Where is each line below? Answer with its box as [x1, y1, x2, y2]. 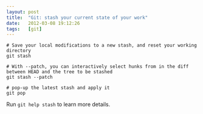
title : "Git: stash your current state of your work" [6, 15, 148, 21]
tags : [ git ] [6, 25, 43, 32]
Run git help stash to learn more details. [6, 101, 111, 108]
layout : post [6, 8, 40, 15]
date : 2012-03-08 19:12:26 [6, 20, 80, 26]
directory [6, 48, 32, 54]
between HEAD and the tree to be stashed [6, 69, 113, 75]
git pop [6, 90, 26, 96]
